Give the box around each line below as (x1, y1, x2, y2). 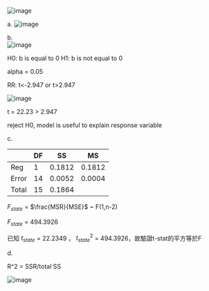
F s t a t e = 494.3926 (7, 218, 59, 227)
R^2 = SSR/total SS (7, 263, 61, 271)
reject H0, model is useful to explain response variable (7, 121, 163, 129)
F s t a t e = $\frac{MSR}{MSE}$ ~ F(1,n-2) (7, 203, 118, 212)
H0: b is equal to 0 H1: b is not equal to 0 (7, 54, 123, 62)
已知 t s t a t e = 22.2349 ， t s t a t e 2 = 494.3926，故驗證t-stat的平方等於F (7, 232, 202, 244)
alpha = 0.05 (7, 68, 44, 75)
